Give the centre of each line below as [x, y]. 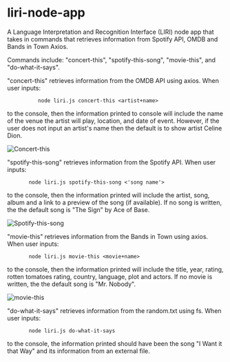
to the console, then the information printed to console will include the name [115, 113]
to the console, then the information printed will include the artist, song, [108, 195]
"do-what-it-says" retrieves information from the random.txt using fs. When [114, 311]
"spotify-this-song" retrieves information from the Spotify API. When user [112, 162]
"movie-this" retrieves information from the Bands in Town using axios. [108, 236]
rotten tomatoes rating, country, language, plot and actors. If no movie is [110, 276]
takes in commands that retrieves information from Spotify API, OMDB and [113, 39]
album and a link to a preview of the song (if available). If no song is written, [115, 202]
